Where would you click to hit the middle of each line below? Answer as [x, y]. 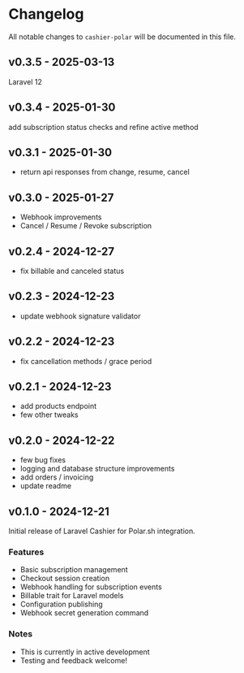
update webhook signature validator [80, 316]
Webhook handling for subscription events [91, 587]
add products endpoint [58, 406]
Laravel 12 [26, 81]
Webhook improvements [61, 217]
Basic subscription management [74, 570]
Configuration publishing [61, 604]
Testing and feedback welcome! [74, 660]
